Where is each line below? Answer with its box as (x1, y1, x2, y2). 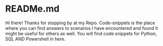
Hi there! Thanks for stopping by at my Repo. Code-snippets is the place (5, 20, 155, 26)
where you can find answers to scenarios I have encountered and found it (5, 25, 158, 31)
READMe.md (5, 3, 59, 15)
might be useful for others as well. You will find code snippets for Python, (5, 30, 157, 36)
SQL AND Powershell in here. (5, 36, 66, 42)
